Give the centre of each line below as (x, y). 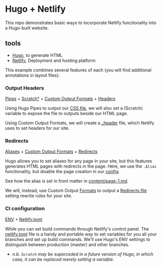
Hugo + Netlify (35, 9)
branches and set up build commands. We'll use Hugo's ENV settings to (78, 239)
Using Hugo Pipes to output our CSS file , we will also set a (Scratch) (74, 108)
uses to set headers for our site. (37, 128)
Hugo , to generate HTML (37, 55)
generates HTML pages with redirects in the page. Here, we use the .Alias (81, 166)
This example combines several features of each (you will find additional (78, 70)
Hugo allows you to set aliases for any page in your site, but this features (79, 161)
